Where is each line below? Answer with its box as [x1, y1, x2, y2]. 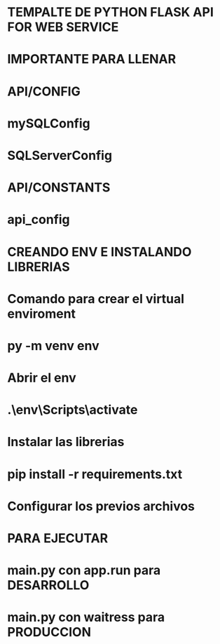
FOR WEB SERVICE [7, 19, 119, 35]
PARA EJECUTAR [7, 530, 109, 546]
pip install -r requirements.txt [7, 466, 183, 482]
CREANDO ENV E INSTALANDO [7, 243, 192, 260]
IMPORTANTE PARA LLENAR [7, 51, 177, 67]
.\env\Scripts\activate [7, 402, 138, 418]
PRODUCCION [7, 624, 92, 640]
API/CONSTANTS [7, 180, 111, 196]
